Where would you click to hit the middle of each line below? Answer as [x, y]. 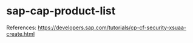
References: [21, 27]
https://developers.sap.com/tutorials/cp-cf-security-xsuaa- [112, 27]
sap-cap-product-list [61, 11]
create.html [21, 33]
